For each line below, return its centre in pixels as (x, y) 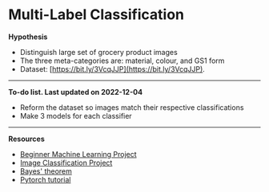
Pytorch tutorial (45, 179)
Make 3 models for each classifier (76, 116)
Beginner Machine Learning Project (78, 154)
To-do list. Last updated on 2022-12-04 (75, 92)
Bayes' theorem (46, 171)
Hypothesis (28, 37)
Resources (27, 139)
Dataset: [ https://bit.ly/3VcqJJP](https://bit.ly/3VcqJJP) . (112, 69)
